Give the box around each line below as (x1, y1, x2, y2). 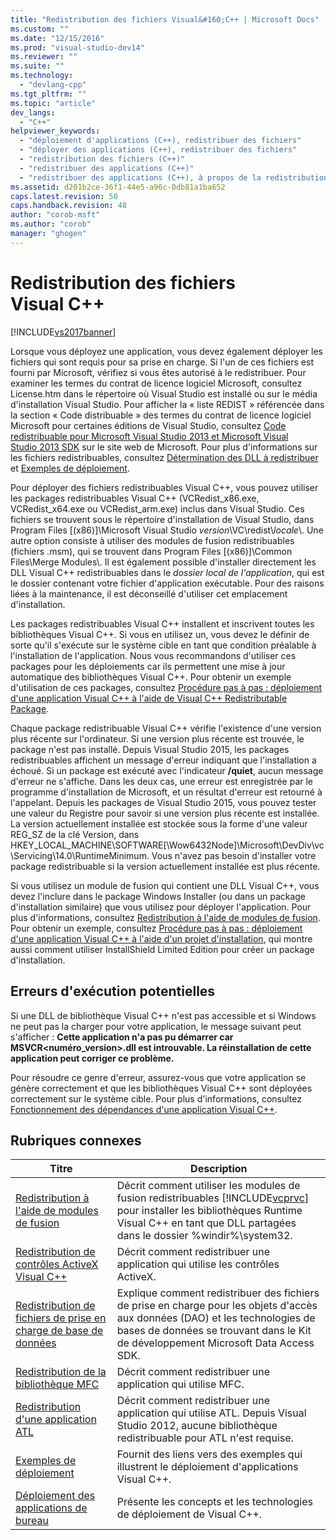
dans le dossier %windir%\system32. (116, 1229, 293, 1243)
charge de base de (15, 1324, 104, 1338)
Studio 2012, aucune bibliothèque (116, 1419, 278, 1433)
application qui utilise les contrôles (116, 1257, 280, 1271)
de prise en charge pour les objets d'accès (116, 1299, 318, 1313)
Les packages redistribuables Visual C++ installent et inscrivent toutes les (10, 617, 315, 630)
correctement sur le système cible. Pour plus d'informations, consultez (10, 1092, 302, 1105)
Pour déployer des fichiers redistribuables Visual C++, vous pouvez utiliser (10, 481, 319, 493)
